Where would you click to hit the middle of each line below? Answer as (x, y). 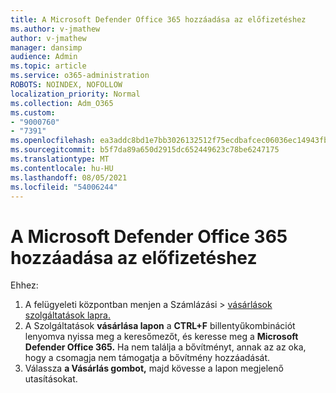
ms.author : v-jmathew (55, 29)
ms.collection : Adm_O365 (62, 103)
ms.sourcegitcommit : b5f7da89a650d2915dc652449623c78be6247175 (145, 150)
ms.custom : (33, 112)
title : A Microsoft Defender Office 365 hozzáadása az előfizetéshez (158, 19)
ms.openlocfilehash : (53, 141)
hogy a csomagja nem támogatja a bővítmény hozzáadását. (147, 358)
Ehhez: (24, 285)
